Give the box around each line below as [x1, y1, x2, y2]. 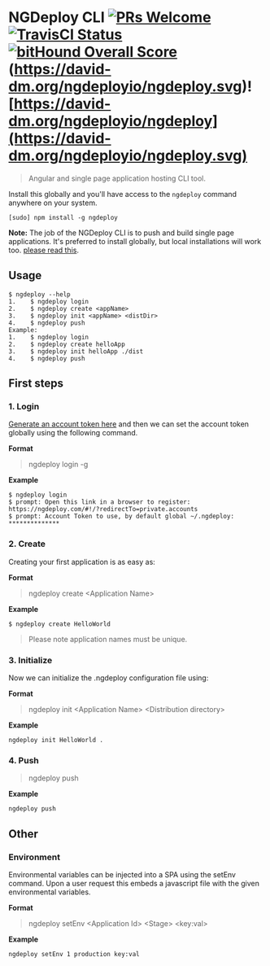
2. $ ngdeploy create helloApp [8, 340, 126, 348]
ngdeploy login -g [28, 460, 89, 470]
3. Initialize [8, 654, 53, 666]
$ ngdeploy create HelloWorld [8, 619, 111, 628]
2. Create [8, 538, 46, 549]
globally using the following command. [8, 428, 138, 438]
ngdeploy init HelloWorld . [8, 737, 104, 745]
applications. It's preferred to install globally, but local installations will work [8, 236, 262, 246]
